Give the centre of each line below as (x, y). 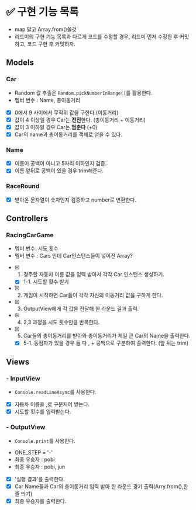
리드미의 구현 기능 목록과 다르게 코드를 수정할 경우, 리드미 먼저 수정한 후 (96, 36)
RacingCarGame (30, 235)
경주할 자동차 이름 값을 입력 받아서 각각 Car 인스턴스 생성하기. (94, 275)
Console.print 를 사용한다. (45, 440)
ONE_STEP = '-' (34, 452)
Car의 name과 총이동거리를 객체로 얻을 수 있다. (68, 134)
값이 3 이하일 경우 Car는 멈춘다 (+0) (56, 127)
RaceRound (23, 186)
